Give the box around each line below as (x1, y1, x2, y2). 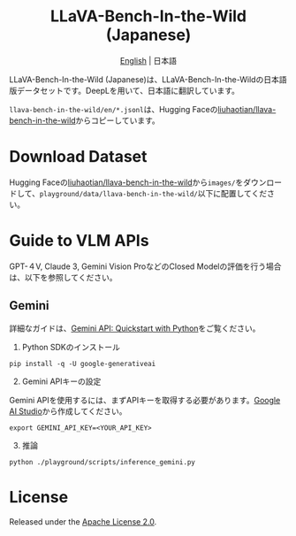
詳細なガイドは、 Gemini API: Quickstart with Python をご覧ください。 (9, 323, 261, 333)
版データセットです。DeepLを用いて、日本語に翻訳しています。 (9, 85, 240, 96)
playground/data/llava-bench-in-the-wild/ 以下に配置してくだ (39, 188, 268, 198)
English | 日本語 (119, 55, 178, 65)
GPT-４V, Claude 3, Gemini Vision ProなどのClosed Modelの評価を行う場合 (9, 261, 282, 272)
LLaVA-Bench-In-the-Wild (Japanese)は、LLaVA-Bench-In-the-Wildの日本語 (9, 73, 287, 85)
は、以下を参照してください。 (9, 272, 118, 282)
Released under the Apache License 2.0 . (9, 516, 157, 527)
